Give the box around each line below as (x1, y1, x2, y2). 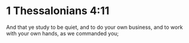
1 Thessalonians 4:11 (6, 4, 110, 18)
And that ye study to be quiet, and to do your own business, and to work (6, 24, 183, 31)
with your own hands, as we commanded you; (6, 29, 119, 37)
